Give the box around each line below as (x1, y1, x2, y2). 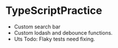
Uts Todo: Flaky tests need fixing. (14, 35, 95, 42)
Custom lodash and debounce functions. (14, 29, 113, 36)
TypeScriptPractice (5, 4, 102, 17)
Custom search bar (14, 23, 61, 30)
